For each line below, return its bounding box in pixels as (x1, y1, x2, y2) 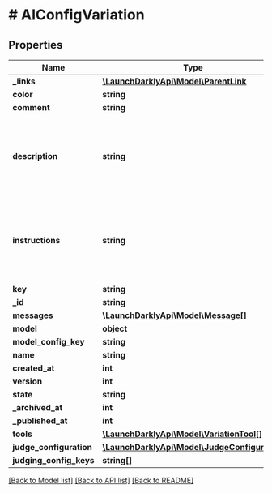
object (102, 323, 128, 334)
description (12, 151, 58, 161)
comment (12, 102, 50, 113)
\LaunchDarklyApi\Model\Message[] (102, 310, 247, 321)
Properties (8, 38, 63, 52)
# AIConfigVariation (8, 6, 145, 24)
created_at (12, 362, 55, 374)
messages (12, 310, 53, 321)
